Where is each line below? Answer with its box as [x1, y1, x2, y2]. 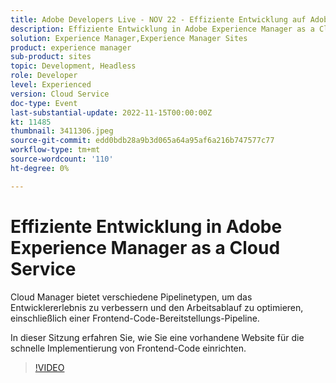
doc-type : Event [10, 98, 78, 108]
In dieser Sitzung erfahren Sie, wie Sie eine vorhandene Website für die [10, 331, 305, 343]
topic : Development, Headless [10, 61, 137, 71]
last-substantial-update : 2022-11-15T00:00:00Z [10, 107, 213, 118]
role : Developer [10, 71, 78, 81]
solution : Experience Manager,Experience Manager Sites [10, 33, 248, 43]
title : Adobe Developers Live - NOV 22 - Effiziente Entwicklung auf [10, 14, 307, 25]
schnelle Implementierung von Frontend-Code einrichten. [10, 342, 247, 354]
